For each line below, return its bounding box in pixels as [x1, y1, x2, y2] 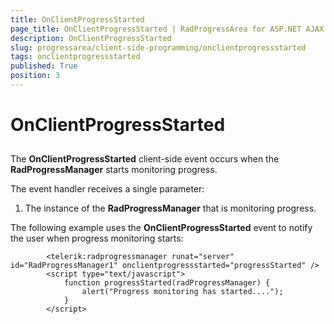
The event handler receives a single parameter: [10, 183, 205, 195]
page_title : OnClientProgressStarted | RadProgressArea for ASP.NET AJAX [10, 24, 325, 34]
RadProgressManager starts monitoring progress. [10, 164, 218, 176]
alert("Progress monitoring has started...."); [81, 287, 284, 297]
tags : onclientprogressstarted [10, 52, 141, 62]
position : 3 [10, 71, 60, 81]
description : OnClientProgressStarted [10, 33, 172, 43]
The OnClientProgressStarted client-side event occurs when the [10, 153, 280, 165]
